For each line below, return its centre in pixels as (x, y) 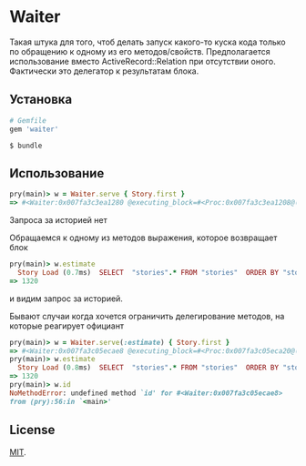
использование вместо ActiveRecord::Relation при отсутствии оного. (143, 61)
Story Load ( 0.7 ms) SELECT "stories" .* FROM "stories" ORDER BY (148, 272)
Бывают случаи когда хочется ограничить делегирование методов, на (147, 316)
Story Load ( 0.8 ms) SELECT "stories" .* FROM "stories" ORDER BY (148, 368)
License (32, 430)
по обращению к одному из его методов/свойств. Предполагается (140, 51)
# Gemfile (28, 120)
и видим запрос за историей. (66, 299)
